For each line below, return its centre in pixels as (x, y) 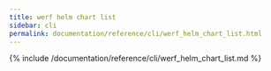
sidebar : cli (33, 25)
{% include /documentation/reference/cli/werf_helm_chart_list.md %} (135, 59)
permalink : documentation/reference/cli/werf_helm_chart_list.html (136, 33)
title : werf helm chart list (63, 17)
